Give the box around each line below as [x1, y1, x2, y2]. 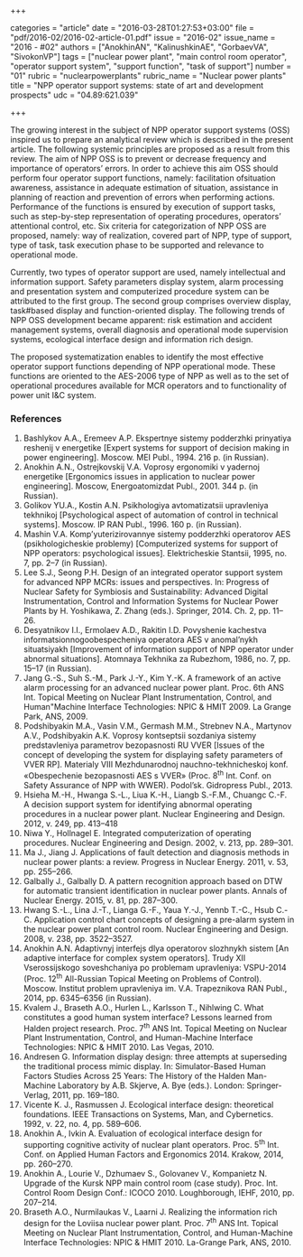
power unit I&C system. [10, 390, 97, 400]
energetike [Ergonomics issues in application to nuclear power [23, 471, 256, 482]
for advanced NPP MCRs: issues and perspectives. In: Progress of [23, 577, 270, 588]
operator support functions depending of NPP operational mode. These [10, 361, 276, 371]
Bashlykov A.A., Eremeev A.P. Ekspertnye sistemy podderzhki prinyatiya [23, 433, 292, 443]
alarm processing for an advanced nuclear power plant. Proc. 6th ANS [23, 683, 285, 694]
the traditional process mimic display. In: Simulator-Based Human [23, 1061, 266, 1072]
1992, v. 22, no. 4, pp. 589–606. [23, 1119, 142, 1130]
